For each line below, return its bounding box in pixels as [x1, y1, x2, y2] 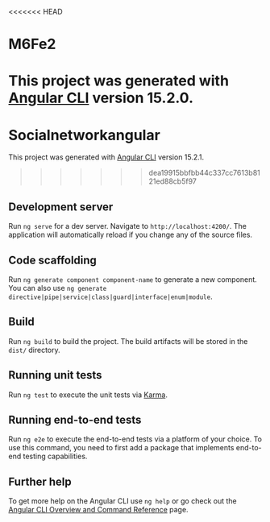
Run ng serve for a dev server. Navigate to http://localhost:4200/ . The [8, 222, 247, 231]
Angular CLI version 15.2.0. [8, 89, 194, 107]
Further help [8, 474, 73, 488]
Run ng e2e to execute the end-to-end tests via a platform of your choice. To [8, 434, 263, 444]
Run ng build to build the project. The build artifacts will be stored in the [8, 336, 248, 346]
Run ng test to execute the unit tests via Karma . [8, 390, 168, 400]
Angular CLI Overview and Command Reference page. [8, 505, 189, 515]
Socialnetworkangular [8, 126, 161, 144]
